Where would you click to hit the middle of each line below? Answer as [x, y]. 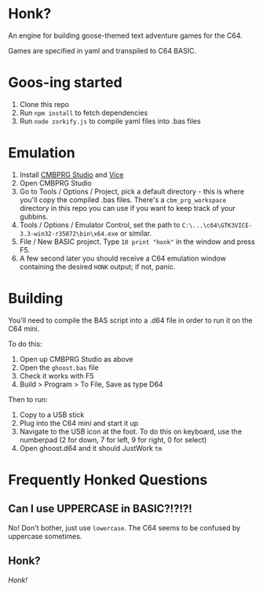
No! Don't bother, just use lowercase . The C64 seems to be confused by [124, 527]
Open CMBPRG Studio [56, 183]
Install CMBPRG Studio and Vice [71, 175]
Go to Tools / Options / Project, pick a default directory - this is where [132, 191]
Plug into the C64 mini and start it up [79, 423]
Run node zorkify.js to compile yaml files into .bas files [110, 121]
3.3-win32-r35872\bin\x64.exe [69, 234]
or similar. [136, 233]
